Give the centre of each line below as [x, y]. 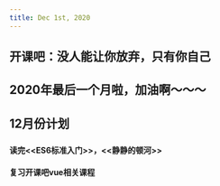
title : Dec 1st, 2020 [50, 18]
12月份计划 [40, 123]
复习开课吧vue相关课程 [52, 172]
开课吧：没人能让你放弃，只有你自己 [110, 56]
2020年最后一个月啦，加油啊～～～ [108, 90]
